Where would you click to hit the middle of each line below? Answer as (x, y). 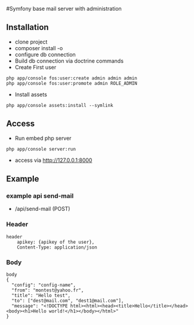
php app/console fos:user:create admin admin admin (72, 78)
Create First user (36, 67)
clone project (31, 42)
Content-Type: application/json (57, 247)
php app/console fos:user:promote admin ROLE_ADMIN (72, 83)
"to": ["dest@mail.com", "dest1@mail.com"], (68, 301)
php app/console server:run (41, 149)
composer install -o (39, 48)
